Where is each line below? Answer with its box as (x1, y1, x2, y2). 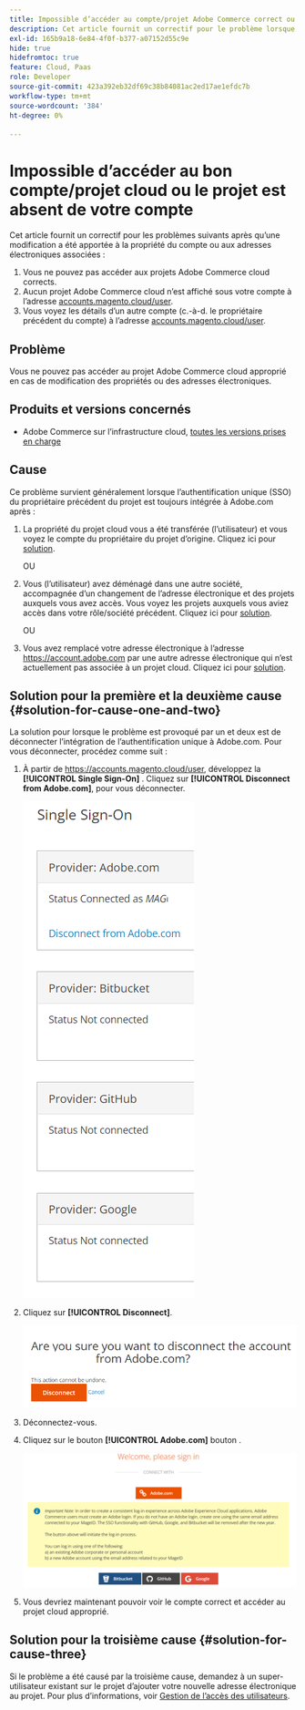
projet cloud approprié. (22, 1605, 109, 1617)
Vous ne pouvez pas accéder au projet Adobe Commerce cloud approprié (9, 366, 287, 376)
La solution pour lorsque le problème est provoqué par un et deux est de (9, 726, 281, 737)
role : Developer (9, 73, 71, 82)
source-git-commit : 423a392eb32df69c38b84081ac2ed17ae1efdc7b (9, 82, 250, 91)
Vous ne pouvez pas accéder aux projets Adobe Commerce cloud (22, 267, 270, 278)
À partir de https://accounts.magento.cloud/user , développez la (22, 764, 261, 775)
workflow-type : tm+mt (9, 91, 92, 100)
